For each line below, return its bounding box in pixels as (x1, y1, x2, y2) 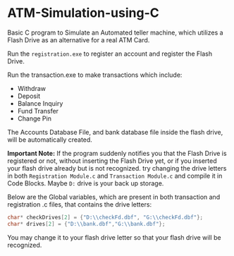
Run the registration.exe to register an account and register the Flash (7, 49, 213, 58)
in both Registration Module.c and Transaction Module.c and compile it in (7, 171, 223, 180)
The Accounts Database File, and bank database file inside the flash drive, (7, 128, 223, 136)
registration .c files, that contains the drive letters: (7, 200, 152, 209)
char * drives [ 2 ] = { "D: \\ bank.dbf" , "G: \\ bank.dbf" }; (7, 220, 166, 227)
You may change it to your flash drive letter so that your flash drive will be (7, 233, 221, 241)
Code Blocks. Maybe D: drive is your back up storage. (7, 178, 164, 188)
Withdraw (17, 84, 47, 92)
